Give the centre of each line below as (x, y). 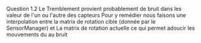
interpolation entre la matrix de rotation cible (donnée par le (81, 21)
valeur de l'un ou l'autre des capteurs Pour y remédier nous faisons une (96, 15)
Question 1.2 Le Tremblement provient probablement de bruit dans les (94, 9)
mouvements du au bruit (37, 35)
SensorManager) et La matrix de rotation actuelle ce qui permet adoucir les (100, 28)
